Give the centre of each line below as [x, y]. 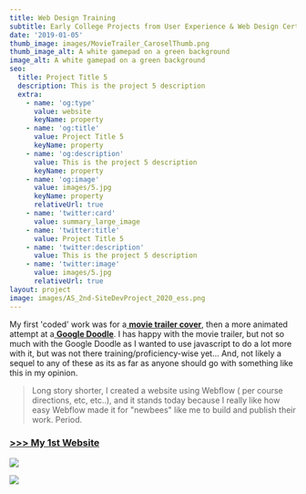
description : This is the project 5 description [112, 86]
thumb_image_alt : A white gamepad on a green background [120, 52]
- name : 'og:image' [63, 179]
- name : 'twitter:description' [85, 247]
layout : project [40, 289]
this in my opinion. [44, 373]
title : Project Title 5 [62, 78]
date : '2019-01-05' [46, 35]
